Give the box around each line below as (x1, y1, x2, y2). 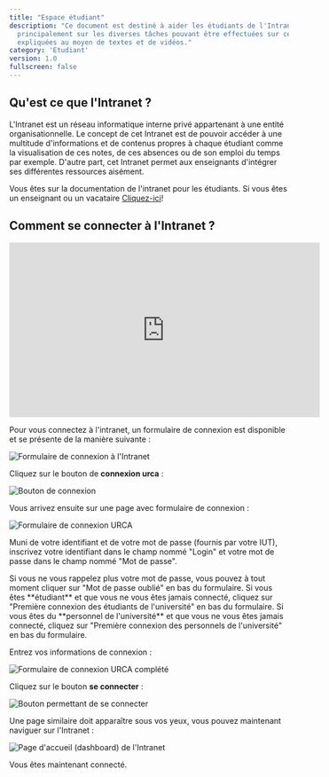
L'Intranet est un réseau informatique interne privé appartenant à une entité (9, 119, 285, 129)
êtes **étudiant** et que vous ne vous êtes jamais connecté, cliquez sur (9, 592, 273, 602)
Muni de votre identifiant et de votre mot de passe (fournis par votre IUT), (9, 537, 278, 547)
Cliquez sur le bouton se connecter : (9, 680, 144, 692)
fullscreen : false (9, 63, 77, 72)
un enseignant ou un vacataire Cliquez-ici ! (9, 192, 164, 203)
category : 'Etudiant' (9, 46, 90, 55)
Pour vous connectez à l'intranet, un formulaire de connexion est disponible (9, 424, 286, 435)
